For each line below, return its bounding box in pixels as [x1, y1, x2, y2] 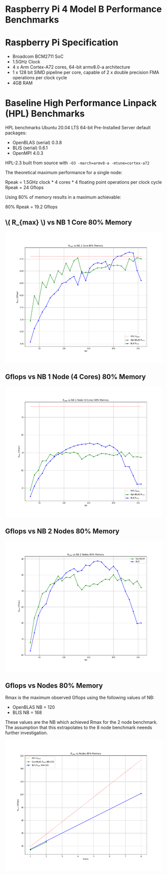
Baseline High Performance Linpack [5, 97, 157, 109]
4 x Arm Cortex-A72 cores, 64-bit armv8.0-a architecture [12, 64, 131, 70]
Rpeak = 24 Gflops [5, 185, 44, 191]
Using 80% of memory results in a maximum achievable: [5, 194, 121, 200]
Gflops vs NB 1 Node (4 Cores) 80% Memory [5, 373, 146, 381]
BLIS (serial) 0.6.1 [12, 145, 48, 151]
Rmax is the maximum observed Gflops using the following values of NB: [5, 695, 155, 701]
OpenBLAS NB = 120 [12, 704, 55, 710]
